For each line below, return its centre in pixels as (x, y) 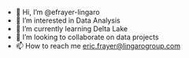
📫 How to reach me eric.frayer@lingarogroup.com (98, 46)
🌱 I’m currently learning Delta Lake (72, 29)
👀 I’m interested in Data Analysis (68, 20)
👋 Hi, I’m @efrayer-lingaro (57, 12)
